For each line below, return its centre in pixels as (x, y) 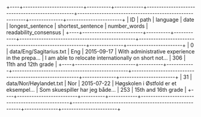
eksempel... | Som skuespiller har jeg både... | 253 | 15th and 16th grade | (97, 90)
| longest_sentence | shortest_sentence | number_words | (77, 26)
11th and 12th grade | (32, 64)
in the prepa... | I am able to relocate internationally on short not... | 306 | (96, 58)
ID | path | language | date (162, 19)
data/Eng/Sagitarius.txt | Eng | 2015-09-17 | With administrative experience (102, 51)
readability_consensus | (35, 32)
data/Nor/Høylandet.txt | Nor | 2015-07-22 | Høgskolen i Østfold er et (91, 83)
